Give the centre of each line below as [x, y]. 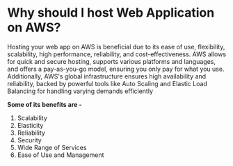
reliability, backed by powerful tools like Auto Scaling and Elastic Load [107, 83]
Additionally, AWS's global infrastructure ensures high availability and [107, 76]
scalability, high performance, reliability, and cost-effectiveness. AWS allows [117, 54]
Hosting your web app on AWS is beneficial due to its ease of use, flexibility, [116, 47]
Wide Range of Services [52, 147]
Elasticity [30, 125]
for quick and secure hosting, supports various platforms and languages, [112, 61]
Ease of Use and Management [61, 155]
